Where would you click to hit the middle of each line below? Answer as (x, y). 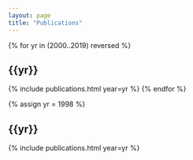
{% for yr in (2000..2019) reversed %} (70, 45)
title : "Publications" (45, 23)
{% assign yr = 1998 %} (47, 104)
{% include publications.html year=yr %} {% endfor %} (97, 89)
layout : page (30, 15)
